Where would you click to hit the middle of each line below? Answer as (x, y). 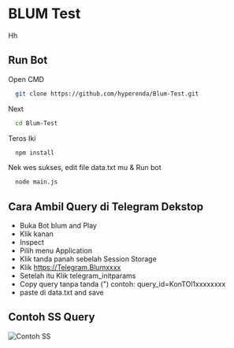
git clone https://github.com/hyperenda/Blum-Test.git (107, 94)
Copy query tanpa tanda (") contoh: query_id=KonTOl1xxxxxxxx (123, 284)
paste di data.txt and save (61, 293)
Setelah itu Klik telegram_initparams (78, 276)
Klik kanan (36, 234)
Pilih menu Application (56, 251)
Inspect (32, 242)
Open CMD (26, 79)
